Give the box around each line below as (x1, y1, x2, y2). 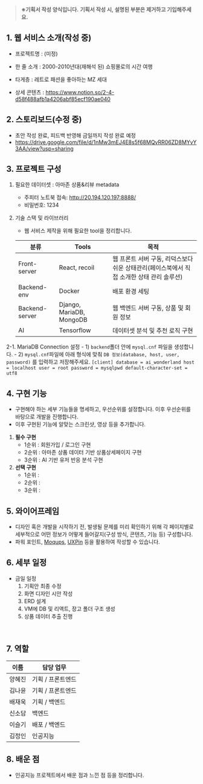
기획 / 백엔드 (32, 697, 66, 706)
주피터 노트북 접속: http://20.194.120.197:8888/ (24, 194, 137, 201)
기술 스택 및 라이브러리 (14, 214, 69, 221)
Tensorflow (59, 326, 91, 335)
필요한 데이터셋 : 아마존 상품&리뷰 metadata (14, 181, 120, 188)
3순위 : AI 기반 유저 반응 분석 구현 (24, 456, 103, 463)
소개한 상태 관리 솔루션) (120, 273, 183, 281)
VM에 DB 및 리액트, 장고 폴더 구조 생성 (24, 605, 116, 612)
